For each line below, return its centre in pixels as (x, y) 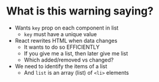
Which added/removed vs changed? (69, 60)
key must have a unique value (60, 34)
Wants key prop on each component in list (67, 28)
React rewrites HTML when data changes (66, 40)
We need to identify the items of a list (61, 66)
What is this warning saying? (80, 11)
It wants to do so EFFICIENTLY (62, 47)
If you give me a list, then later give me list (76, 53)
